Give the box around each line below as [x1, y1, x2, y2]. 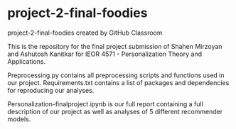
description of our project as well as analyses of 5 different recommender [7, 107, 223, 116]
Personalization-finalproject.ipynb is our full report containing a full [7, 99, 204, 108]
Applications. [7, 57, 46, 65]
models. [7, 115, 31, 123]
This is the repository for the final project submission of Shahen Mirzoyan [7, 42, 222, 50]
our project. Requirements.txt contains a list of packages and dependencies [7, 78, 230, 86]
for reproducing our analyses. [7, 86, 95, 94]
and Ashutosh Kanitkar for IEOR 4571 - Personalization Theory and [7, 50, 203, 58]
